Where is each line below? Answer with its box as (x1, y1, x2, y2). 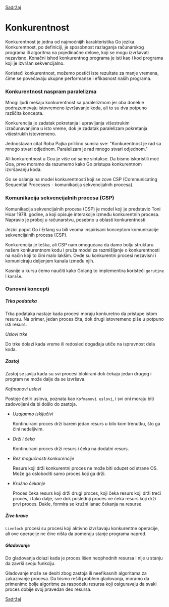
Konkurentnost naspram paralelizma (5, 88, 97, 95)
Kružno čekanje (12, 481, 45, 487)
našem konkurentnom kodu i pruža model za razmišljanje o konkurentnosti (5, 247, 160, 253)
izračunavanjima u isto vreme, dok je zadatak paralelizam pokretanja (5, 125, 148, 132)
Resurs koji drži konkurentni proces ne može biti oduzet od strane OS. (12, 465, 158, 471)
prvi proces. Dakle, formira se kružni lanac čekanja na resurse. (12, 501, 143, 507)
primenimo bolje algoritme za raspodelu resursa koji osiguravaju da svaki (5, 581, 157, 587)
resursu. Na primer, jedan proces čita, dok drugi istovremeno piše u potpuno (5, 316, 164, 322)
